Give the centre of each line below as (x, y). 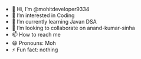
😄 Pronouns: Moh (34, 43)
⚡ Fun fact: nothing (35, 50)
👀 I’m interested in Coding (43, 15)
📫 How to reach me (36, 35)
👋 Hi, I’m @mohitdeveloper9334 (50, 9)
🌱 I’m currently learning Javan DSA (54, 22)
